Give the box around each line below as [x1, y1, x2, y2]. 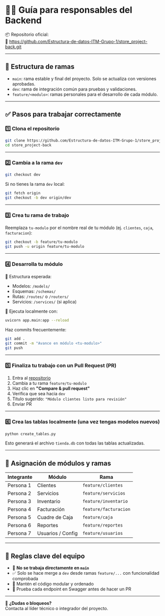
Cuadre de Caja [37, 514, 73, 521]
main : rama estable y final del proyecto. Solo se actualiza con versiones [12, 76, 157, 82]
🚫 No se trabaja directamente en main [12, 565, 89, 571]
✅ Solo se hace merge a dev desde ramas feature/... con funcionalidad [12, 570, 160, 576]
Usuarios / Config [37, 530, 78, 537]
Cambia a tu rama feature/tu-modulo [12, 381, 87, 386]
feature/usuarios [82, 530, 123, 536]
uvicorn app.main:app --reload [5, 318, 69, 323]
